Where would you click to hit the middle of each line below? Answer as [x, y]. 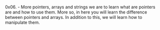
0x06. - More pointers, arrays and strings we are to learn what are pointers [80, 7]
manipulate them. [22, 22]
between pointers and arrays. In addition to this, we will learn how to [74, 17]
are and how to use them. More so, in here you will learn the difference [76, 12]
